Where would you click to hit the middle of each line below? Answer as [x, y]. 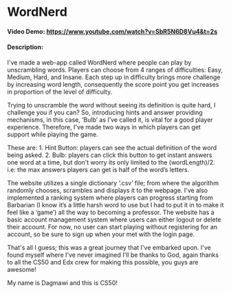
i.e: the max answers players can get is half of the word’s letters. [98, 169]
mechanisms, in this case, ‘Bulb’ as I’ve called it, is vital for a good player [110, 119]
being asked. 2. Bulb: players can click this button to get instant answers [110, 155]
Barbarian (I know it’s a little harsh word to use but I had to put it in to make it [115, 204]
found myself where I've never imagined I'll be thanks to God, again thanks [113, 255]
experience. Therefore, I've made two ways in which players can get [104, 127]
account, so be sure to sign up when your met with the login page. [101, 234]
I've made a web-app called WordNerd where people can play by [99, 62]
